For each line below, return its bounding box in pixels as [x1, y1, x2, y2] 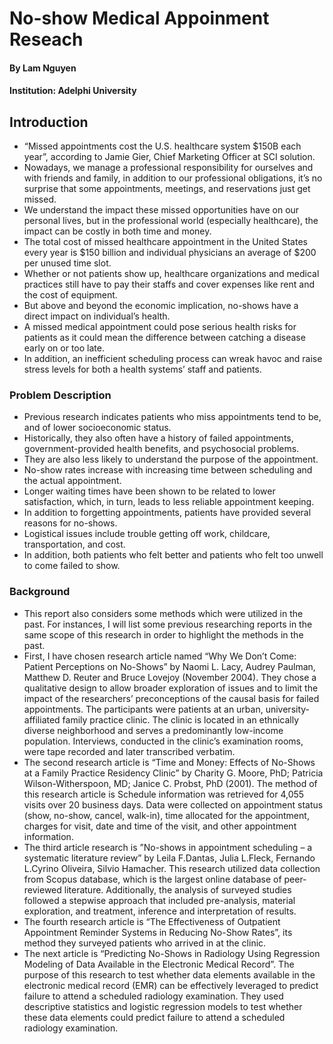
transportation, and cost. [23, 538, 126, 551]
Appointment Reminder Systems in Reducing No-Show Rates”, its [23, 926, 293, 938]
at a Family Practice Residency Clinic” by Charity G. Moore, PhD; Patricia [23, 767, 324, 779]
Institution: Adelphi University [9, 85, 137, 97]
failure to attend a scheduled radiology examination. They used [23, 990, 284, 1002]
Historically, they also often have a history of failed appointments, [23, 432, 294, 444]
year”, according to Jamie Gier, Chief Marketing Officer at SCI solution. [23, 151, 316, 163]
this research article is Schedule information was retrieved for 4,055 [23, 788, 305, 800]
